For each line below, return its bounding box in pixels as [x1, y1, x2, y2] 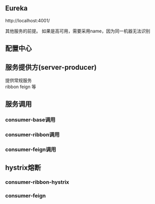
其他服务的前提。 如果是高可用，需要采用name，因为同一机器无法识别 [5, 28, 150, 34]
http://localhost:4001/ [5, 17, 50, 23]
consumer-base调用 [5, 116, 56, 124]
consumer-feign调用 [5, 146, 56, 153]
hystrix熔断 [5, 163, 41, 172]
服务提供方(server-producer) [5, 63, 97, 71]
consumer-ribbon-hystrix [5, 179, 69, 186]
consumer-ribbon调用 [5, 131, 60, 138]
